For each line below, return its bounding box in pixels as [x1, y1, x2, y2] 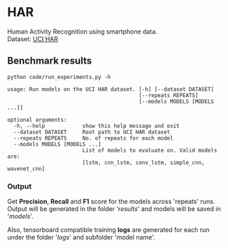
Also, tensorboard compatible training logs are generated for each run [7, 226, 210, 234]
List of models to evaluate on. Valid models [82, 147, 218, 154]
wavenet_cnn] [7, 165, 45, 172]
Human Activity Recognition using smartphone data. [7, 27, 157, 36]
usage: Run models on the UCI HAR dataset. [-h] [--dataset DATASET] [7, 85, 215, 93]
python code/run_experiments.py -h [7, 73, 111, 80]
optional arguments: [7, 116, 68, 123]
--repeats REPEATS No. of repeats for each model [13, 134, 173, 142]
